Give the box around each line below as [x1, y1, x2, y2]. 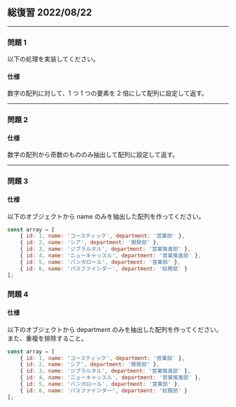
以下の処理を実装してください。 [7, 55, 100, 63]
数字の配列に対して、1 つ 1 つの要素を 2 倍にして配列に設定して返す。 [7, 89, 209, 98]
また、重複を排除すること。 [7, 334, 88, 342]
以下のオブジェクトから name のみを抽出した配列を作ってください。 [7, 212, 205, 220]
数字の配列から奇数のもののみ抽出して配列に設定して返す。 [7, 150, 179, 159]
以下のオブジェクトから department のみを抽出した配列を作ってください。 [7, 325, 223, 333]
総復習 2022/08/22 [7, 6, 93, 19]
